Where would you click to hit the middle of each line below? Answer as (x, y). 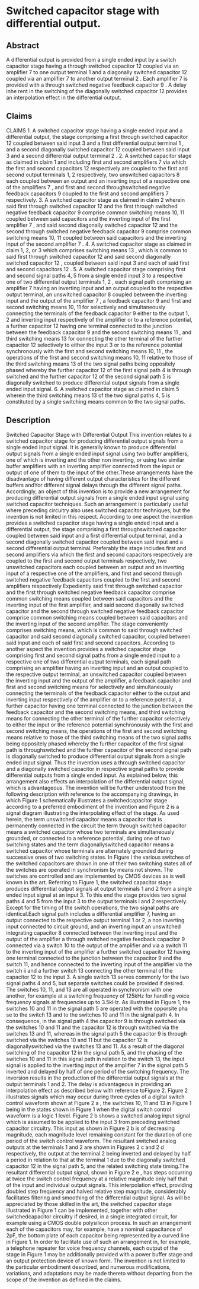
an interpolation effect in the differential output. (64, 97)
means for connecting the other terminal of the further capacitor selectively (98, 718)
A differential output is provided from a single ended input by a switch (91, 60)
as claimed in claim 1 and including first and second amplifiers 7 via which (96, 162)
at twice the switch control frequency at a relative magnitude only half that (97, 1179)
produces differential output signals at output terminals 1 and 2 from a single (99, 888)
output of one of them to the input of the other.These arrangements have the (99, 472)
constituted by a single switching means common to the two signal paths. (96, 401)
